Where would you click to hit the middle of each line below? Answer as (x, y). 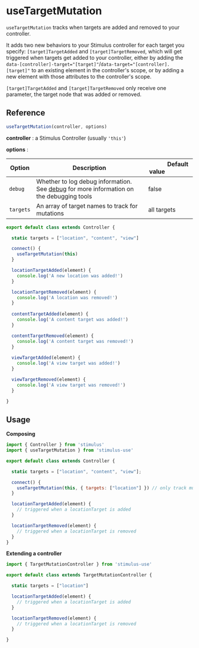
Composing (21, 434)
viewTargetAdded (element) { (46, 358)
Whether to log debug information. (84, 181)
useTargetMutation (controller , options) (57, 126)
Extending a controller (34, 554)
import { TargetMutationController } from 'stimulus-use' (79, 564)
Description (89, 168)
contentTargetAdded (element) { (50, 314)
